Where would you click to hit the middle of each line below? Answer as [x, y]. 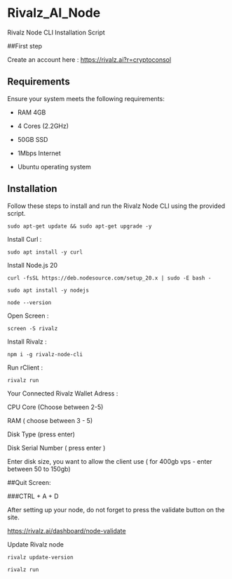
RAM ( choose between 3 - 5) [50, 420]
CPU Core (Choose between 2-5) [55, 407]
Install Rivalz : [27, 341]
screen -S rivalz [33, 328]
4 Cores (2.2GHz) [43, 126]
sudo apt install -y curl [45, 252]
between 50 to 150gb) [39, 469]
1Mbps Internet [39, 153]
